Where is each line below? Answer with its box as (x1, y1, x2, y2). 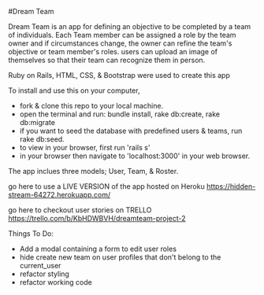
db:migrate (19, 118, 55, 127)
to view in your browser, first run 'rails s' (19, 143, 151, 152)
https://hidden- (206, 182, 256, 191)
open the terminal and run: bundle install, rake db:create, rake (19, 109, 221, 119)
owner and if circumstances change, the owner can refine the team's (8, 39, 232, 48)
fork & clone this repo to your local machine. (19, 101, 164, 110)
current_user (19, 261, 61, 270)
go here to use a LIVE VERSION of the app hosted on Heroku (8, 182, 205, 191)
